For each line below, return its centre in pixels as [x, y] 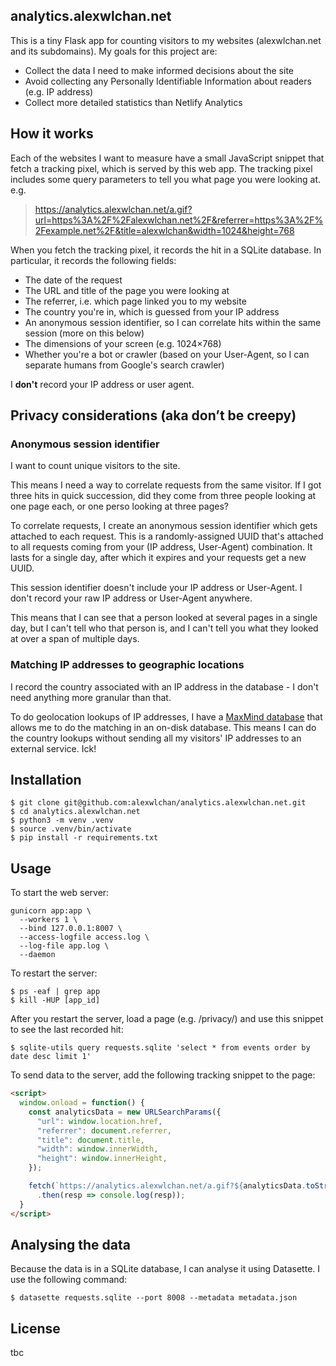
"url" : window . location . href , [99, 1121]
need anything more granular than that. [91, 697]
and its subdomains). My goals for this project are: [114, 51]
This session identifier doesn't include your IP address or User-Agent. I [156, 588]
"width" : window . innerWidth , [97, 1149]
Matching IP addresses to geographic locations [127, 665]
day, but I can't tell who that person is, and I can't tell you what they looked [164, 628]
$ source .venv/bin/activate [71, 829]
